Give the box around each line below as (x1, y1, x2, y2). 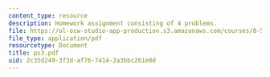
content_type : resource (8, 11, 88, 20)
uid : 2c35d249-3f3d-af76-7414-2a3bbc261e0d (8, 57, 157, 65)
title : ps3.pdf (8, 49, 59, 57)
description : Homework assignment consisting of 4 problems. (8, 19, 218, 27)
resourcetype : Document (8, 42, 88, 50)
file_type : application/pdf (8, 34, 103, 43)
